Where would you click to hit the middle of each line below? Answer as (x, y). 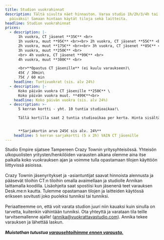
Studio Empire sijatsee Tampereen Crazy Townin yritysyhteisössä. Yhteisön (81, 149)
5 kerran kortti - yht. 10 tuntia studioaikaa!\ (68, 109)
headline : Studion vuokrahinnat (38, 23)
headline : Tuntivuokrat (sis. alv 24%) (54, 82)
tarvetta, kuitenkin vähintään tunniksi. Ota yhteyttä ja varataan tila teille (76, 211)
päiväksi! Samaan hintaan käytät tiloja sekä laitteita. (69, 19)
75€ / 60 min (31, 78)
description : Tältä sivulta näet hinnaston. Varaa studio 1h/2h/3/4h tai (82, 14)
